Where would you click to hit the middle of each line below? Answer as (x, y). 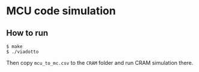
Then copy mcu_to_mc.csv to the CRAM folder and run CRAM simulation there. (100, 63)
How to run (27, 33)
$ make (14, 46)
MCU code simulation (61, 11)
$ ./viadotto (23, 52)
